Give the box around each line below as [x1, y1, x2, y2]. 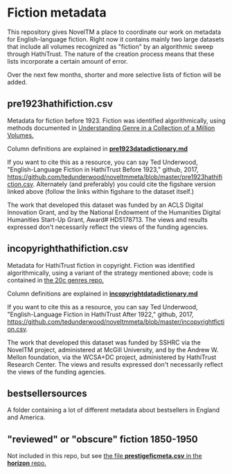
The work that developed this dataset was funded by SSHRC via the [7, 338, 201, 347]
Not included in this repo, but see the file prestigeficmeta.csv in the [7, 452, 202, 460]
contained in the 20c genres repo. [7, 275, 105, 284]
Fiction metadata [7, 5, 107, 21]
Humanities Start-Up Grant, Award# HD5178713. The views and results [7, 215, 208, 224]
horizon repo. [7, 459, 47, 468]
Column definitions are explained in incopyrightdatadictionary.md [7, 289, 198, 298]
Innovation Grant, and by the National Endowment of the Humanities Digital [7, 208, 221, 216]
